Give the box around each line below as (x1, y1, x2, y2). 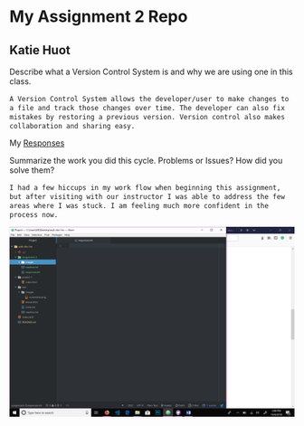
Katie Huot (9, 43, 71, 58)
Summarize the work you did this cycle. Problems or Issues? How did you (9, 156, 283, 166)
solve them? (9, 165, 55, 175)
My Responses (9, 137, 65, 148)
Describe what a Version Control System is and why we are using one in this (9, 66, 293, 77)
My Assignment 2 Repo (9, 6, 188, 27)
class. (9, 76, 32, 87)
